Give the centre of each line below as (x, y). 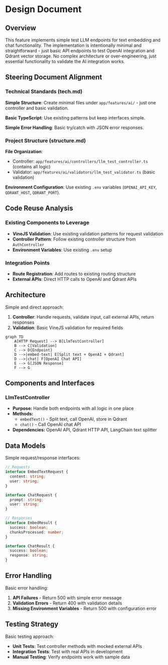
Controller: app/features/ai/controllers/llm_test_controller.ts (80, 161)
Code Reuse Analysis (39, 208)
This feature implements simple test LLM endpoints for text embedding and (83, 40)
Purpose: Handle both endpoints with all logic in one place (73, 408)
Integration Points (28, 263)
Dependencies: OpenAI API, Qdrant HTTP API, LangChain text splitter (85, 430)
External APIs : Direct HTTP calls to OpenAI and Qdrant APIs (74, 279)
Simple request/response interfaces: (43, 458)
